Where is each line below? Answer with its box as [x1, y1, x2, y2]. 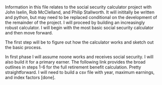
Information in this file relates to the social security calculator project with [5, 4, 152, 10]
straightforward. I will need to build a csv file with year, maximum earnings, [5, 69, 155, 75]
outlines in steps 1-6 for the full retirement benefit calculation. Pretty [5, 64, 142, 70]
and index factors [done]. [5, 75, 56, 80]
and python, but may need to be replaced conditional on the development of [5, 15, 158, 20]
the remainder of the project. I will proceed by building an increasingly [5, 19, 145, 25]
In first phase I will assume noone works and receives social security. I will [5, 54, 154, 60]
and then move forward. [5, 30, 53, 35]
